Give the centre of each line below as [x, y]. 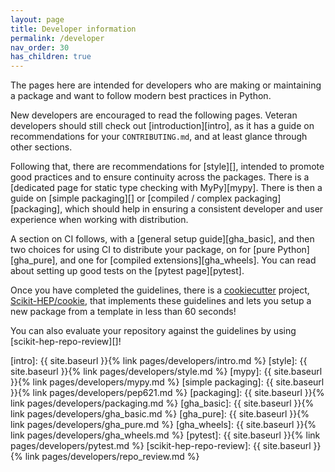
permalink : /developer [57, 38]
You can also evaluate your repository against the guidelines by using [153, 331]
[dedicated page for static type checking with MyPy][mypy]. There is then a [166, 188]
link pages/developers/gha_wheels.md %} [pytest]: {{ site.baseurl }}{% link [165, 435]
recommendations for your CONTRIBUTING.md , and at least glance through [159, 137]
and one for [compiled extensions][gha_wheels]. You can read [188, 260]
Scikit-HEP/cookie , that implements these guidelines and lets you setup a [161, 301]
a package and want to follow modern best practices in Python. [141, 96]
